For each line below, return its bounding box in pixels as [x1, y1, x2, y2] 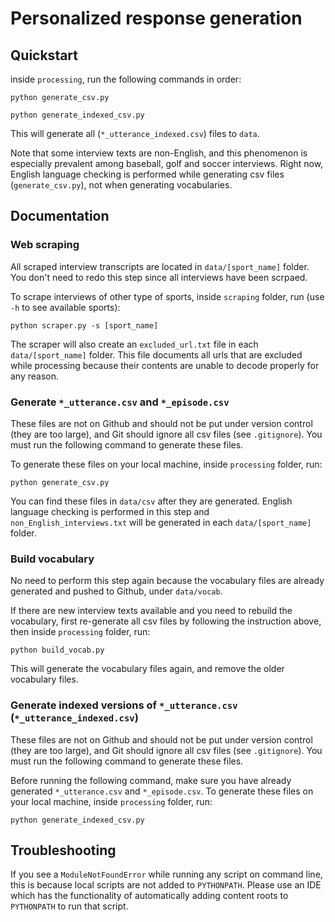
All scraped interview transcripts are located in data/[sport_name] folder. [10, 260, 310, 272]
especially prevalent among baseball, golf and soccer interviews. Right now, [10, 158, 324, 169]
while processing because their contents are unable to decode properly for [10, 359, 320, 371]
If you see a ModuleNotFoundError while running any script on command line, [10, 868, 323, 881]
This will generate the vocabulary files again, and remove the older [10, 663, 285, 675]
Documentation [10, 208, 110, 225]
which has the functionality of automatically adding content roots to [10, 890, 289, 902]
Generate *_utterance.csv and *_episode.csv [10, 395, 230, 409]
